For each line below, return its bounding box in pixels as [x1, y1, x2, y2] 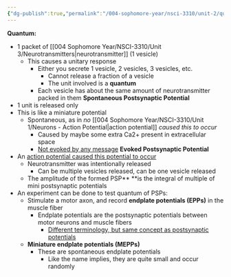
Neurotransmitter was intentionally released [27, 159, 151, 167]
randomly [47, 262, 76, 270]
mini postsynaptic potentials [27, 181, 107, 189]
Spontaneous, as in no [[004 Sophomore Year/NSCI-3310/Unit [27, 115, 204, 124]
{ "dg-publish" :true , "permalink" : [7, 10, 103, 17]
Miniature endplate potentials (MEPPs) [27, 240, 140, 248]
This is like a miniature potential [16, 108, 107, 116]
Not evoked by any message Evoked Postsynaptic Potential [37, 145, 210, 153]
